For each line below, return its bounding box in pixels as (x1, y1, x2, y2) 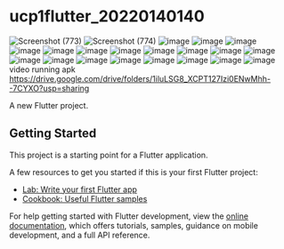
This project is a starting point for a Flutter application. (9, 149, 208, 160)
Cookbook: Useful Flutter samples (21, 193, 148, 204)
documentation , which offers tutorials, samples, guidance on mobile (9, 220, 258, 230)
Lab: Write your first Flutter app (21, 184, 138, 195)
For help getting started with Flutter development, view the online (9, 211, 249, 221)
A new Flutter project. (9, 100, 89, 110)
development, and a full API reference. (9, 229, 150, 240)
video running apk (9, 64, 76, 75)
